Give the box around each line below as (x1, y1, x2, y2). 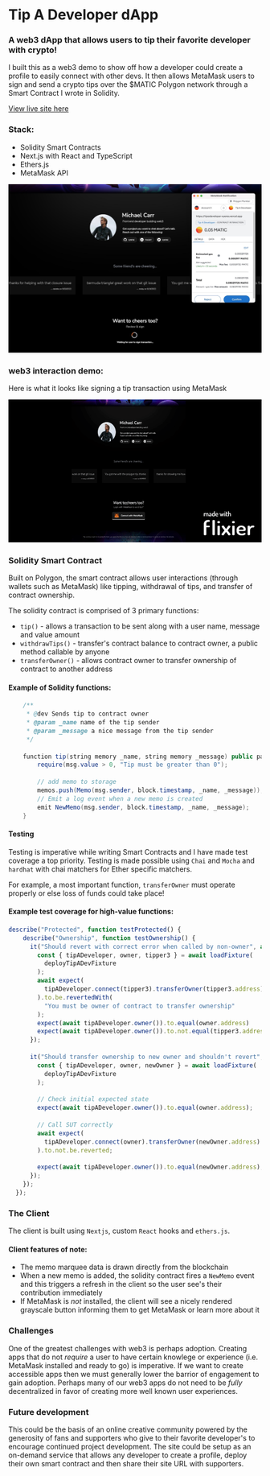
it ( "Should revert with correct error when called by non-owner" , (29, 942, 257, 950)
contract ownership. (8, 590, 75, 600)
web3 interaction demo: (8, 365, 104, 376)
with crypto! (8, 44, 58, 56)
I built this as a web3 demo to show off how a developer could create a (8, 63, 243, 72)
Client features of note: (8, 1244, 88, 1254)
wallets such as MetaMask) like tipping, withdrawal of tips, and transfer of (8, 582, 253, 592)
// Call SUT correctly (37, 1121, 113, 1129)
